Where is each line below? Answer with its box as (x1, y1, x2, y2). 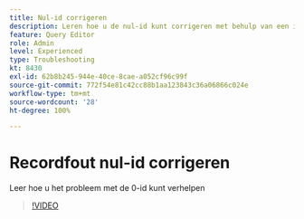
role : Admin (9, 38, 54, 48)
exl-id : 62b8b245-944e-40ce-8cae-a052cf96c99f (9, 72, 188, 81)
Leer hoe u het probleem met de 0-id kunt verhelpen (9, 183, 205, 194)
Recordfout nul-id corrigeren (9, 153, 231, 173)
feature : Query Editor (9, 30, 95, 39)
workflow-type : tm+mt (9, 89, 91, 98)
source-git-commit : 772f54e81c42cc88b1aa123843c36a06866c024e (9, 81, 249, 90)
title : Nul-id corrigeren (9, 13, 107, 23)
